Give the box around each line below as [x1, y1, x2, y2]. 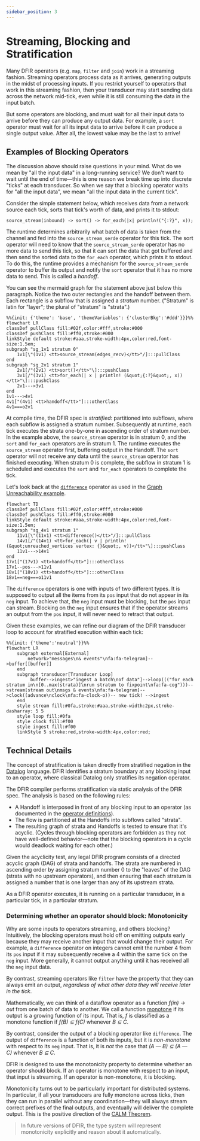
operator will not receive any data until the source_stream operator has [6, 453, 179, 460]
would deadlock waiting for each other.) [14, 842, 113, 849]
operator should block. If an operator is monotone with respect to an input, [6, 1067, 190, 1075]
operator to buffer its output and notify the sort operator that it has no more [6, 266, 192, 274]
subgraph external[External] [17, 651, 90, 657]
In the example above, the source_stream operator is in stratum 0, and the [6, 433, 186, 441]
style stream [17, 703, 50, 709]
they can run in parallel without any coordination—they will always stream [6, 1098, 187, 1105]
